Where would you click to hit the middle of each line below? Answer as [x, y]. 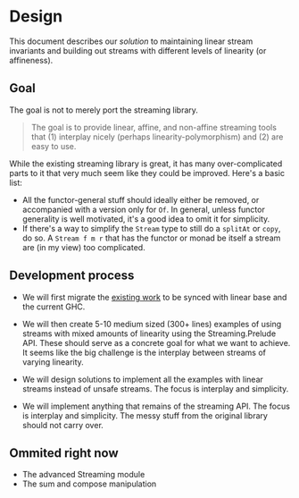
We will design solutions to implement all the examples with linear [142, 379]
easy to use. [54, 146]
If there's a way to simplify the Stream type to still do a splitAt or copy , [151, 228]
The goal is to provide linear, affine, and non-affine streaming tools [154, 127]
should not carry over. [63, 425]
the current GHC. [54, 307]
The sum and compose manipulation [89, 484]
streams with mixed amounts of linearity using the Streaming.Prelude [149, 333]
